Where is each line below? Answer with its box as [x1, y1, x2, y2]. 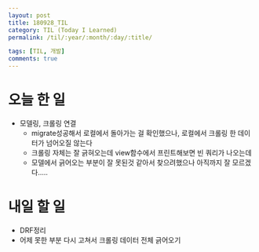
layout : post [8, 11, 51, 20]
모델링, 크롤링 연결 [19, 119, 77, 128]
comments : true [8, 55, 58, 63]
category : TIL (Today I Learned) [8, 26, 118, 34]
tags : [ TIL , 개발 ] [8, 48, 65, 56]
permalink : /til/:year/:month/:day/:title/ [8, 33, 153, 42]
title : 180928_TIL [8, 19, 68, 27]
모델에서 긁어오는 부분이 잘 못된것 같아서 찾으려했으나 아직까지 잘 [31, 158, 231, 167]
